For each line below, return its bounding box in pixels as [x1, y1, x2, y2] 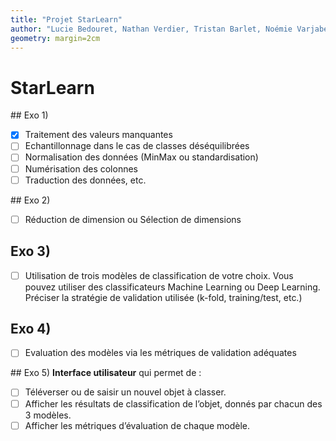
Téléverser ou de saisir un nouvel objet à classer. [24, 386, 227, 398]
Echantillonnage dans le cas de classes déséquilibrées [24, 140, 250, 152]
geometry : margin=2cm [10, 33, 101, 43]
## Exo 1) [10, 109, 49, 121]
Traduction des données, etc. [24, 174, 147, 186]
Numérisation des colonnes [24, 162, 138, 175]
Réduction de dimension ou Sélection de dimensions [24, 213, 242, 225]
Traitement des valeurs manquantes [24, 129, 173, 141]
